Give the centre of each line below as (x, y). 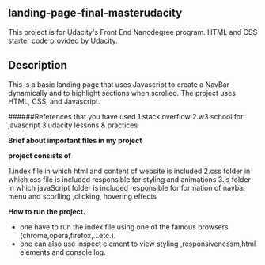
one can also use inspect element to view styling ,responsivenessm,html (138, 244)
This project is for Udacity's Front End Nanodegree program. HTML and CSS (133, 32)
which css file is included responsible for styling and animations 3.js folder (130, 179)
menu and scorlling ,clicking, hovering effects (82, 196)
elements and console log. (62, 252)
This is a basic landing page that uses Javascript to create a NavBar (119, 84)
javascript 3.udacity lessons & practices (73, 125)
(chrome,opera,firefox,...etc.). (68, 235)
